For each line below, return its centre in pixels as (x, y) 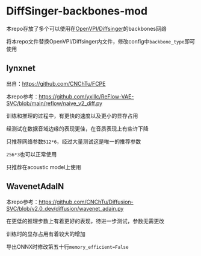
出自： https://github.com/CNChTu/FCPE (56, 83)
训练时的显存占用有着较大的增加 (46, 234)
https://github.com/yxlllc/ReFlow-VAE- (86, 96)
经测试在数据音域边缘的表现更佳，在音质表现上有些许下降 (77, 129)
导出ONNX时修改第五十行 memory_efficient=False (67, 246)
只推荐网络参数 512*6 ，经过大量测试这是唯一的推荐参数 (74, 141)
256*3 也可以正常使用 (32, 154)
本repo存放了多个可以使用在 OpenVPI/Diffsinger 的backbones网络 (86, 28)
